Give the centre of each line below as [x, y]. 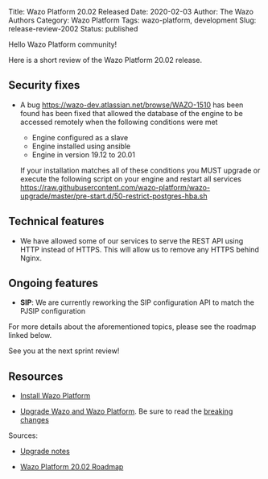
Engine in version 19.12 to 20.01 [83, 154]
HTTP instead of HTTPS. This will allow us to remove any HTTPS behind [139, 249]
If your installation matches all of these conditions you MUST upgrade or [140, 170]
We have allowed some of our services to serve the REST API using [132, 240]
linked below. [30, 335]
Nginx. [31, 258]
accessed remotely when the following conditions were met [119, 122]
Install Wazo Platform [55, 396]
